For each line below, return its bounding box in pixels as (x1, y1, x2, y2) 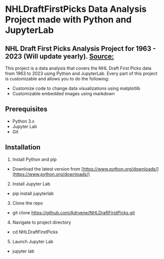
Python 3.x (12, 118, 35, 124)
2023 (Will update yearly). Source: (5, 52, 114, 61)
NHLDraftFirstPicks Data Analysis (5, 3, 147, 15)
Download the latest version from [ (12, 166, 83, 172)
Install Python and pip (12, 156, 57, 162)
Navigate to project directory (12, 219, 71, 225)
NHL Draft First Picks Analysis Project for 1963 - (5, 44, 156, 53)
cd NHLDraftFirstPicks (12, 229, 58, 235)
